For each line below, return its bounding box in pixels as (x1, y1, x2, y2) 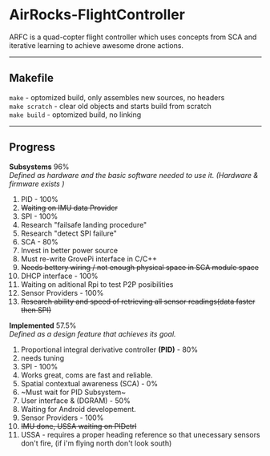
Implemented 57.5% (9, 321, 77, 330)
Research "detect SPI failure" (20, 228, 117, 238)
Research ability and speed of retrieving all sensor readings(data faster (20, 297, 256, 306)
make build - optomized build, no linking (9, 110, 142, 119)
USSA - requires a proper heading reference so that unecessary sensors (20, 430, 260, 439)
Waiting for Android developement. (20, 404, 137, 414)
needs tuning (20, 353, 65, 362)
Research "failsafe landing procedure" (20, 220, 147, 229)
